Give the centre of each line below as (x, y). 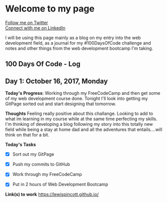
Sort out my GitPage (33, 154)
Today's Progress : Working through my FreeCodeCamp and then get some (83, 93)
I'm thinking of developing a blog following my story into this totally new (79, 124)
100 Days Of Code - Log (43, 64)
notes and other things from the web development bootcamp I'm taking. (79, 48)
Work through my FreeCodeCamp (47, 174)
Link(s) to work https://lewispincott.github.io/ (52, 194)
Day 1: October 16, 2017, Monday (56, 81)
